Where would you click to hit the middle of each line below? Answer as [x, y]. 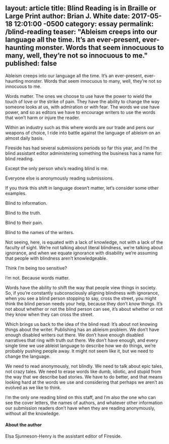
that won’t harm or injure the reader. [43, 118]
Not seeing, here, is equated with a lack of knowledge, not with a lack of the [84, 242]
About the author [23, 425]
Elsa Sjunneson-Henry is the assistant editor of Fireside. [64, 436]
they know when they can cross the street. [49, 314]
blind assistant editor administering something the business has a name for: [84, 153]
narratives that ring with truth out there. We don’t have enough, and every [82, 340]
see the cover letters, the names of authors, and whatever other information [84, 403]
